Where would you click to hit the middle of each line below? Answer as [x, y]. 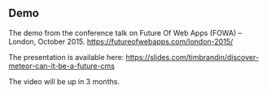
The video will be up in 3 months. [64, 81]
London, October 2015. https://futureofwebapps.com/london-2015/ [121, 41]
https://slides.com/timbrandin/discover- [192, 57]
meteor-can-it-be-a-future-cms [62, 66]
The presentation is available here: [66, 57]
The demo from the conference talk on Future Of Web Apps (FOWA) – [125, 32]
